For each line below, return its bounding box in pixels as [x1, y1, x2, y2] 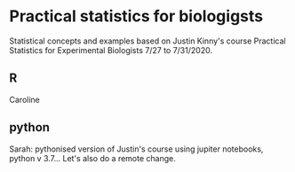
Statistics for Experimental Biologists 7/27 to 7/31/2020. [9, 44, 213, 55]
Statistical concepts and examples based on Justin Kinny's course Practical [9, 35, 286, 46]
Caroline [9, 94, 40, 105]
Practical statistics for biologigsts [9, 6, 264, 27]
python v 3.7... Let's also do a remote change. [9, 152, 176, 163]
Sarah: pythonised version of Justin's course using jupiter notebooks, [9, 144, 264, 154]
